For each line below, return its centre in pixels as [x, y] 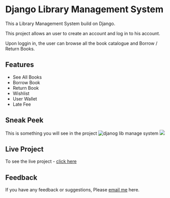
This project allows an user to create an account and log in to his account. [83, 33]
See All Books [27, 77]
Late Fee [22, 104]
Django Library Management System [84, 9]
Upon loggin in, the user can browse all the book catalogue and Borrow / [81, 43]
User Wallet [25, 98]
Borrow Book [26, 82]
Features [20, 65]
